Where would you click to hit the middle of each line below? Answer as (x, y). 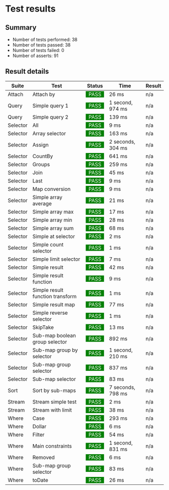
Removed (44, 457)
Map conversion (52, 189)
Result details (27, 71)
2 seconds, (122, 141)
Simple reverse (50, 313)
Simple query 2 (51, 117)
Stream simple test (55, 402)
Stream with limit (52, 410)
